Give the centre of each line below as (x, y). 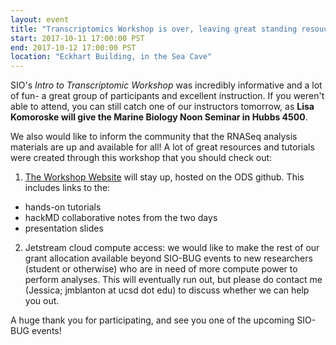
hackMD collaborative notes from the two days (121, 218)
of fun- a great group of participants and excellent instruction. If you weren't (167, 96)
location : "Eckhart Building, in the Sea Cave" (111, 57)
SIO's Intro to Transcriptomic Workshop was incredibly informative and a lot (166, 85)
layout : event (40, 19)
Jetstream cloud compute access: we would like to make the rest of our (172, 248)
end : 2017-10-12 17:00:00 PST (73, 47)
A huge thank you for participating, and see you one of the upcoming (152, 320)
